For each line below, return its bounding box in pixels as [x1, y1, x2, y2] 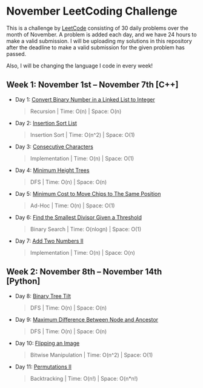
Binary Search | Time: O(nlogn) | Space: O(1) [30, 225, 142, 232]
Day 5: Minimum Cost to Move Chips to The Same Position [15, 190, 161, 197]
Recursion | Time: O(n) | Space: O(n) [30, 108, 122, 115]
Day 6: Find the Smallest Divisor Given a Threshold [15, 213, 142, 221]
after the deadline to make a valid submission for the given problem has [6, 44, 185, 51]
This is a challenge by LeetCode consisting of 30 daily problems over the [6, 24, 189, 32]
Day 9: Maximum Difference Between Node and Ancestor [15, 316, 159, 323]
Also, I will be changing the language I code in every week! [6, 62, 153, 69]
